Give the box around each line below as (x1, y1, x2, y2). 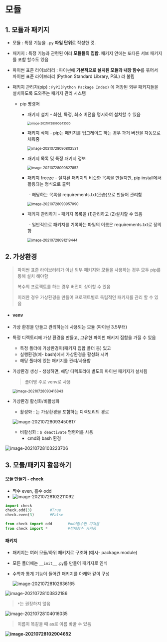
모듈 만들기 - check (5, 476, 44, 482)
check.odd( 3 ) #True (5, 508, 61, 513)
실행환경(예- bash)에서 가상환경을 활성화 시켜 (19, 351, 109, 357)
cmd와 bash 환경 (27, 435, 61, 441)
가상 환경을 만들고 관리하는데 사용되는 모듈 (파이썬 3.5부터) (12, 324, 128, 330)
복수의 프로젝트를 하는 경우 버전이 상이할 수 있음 (17, 284, 111, 290)
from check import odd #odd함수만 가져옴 (5, 522, 100, 527)
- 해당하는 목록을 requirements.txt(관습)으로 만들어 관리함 (28, 192, 142, 197)
